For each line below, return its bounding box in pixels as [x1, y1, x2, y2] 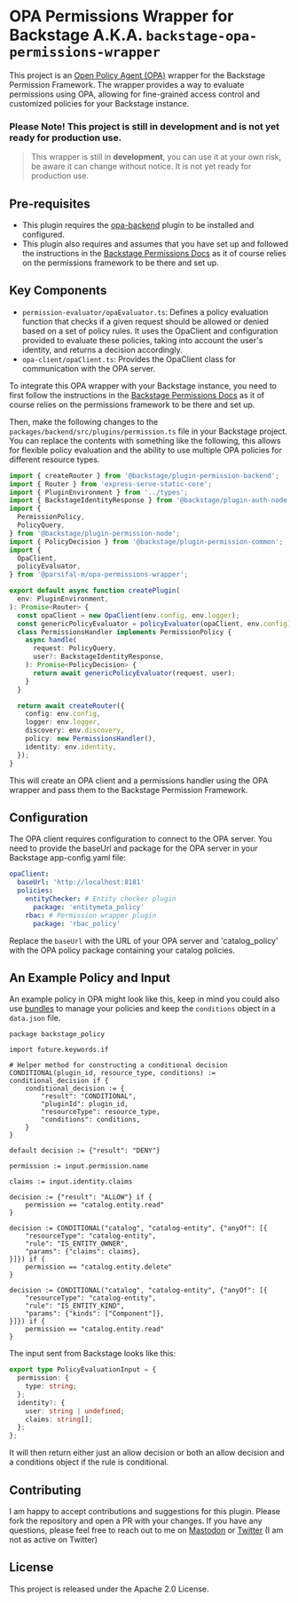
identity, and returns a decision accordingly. [21, 344, 184, 355]
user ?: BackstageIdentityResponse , [32, 652, 165, 662]
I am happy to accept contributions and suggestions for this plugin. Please [9, 1506, 281, 1517]
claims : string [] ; [25, 1415, 93, 1424]
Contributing [9, 1482, 82, 1497]
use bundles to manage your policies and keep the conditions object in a [9, 1003, 277, 1014]
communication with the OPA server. [21, 363, 156, 373]
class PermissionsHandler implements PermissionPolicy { [17, 627, 232, 636]
